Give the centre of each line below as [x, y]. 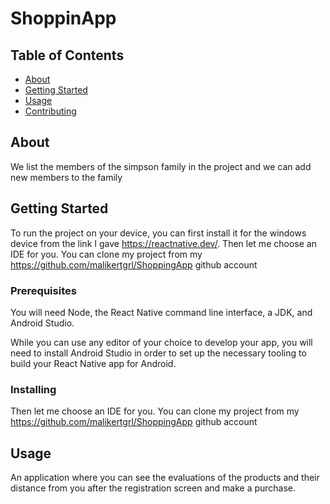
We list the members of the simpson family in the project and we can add [161, 166]
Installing [33, 389]
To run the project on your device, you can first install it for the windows [158, 233]
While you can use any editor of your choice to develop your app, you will [161, 342]
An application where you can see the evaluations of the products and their [165, 478]
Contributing [50, 111]
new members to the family [66, 177]
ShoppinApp [63, 18]
